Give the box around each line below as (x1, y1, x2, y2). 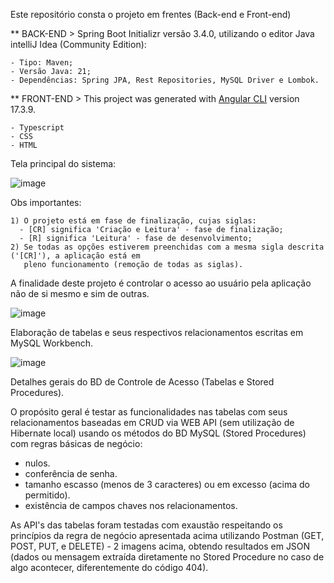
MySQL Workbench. (10, 337, 94, 349)
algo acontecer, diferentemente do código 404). (10, 562, 209, 573)
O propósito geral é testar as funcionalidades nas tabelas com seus (10, 406, 288, 418)
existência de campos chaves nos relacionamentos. (24, 500, 238, 511)
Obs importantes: (10, 197, 82, 208)
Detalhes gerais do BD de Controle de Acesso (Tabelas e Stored (10, 376, 275, 388)
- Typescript (10, 123, 65, 133)
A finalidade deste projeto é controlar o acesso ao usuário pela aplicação (10, 277, 312, 289)
